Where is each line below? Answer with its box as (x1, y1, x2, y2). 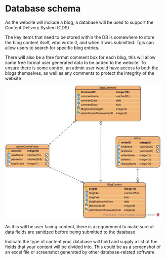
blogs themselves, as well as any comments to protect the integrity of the (5, 70, 155, 76)
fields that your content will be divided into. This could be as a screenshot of (5, 244, 161, 250)
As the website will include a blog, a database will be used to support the (5, 19, 154, 25)
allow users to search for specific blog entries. (5, 45, 100, 51)
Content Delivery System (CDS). (5, 24, 71, 30)
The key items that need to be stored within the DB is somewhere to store (5, 34, 155, 40)
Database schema (5, 3, 81, 14)
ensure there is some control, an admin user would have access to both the (5, 65, 159, 71)
